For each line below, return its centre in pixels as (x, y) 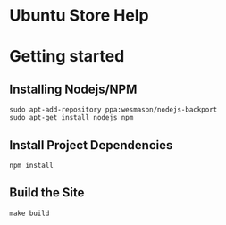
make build (29, 213)
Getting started (67, 57)
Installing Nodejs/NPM (73, 89)
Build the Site (47, 193)
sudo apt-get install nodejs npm (71, 118)
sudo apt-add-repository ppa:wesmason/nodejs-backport (113, 110)
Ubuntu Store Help (79, 16)
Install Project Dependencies (91, 145)
